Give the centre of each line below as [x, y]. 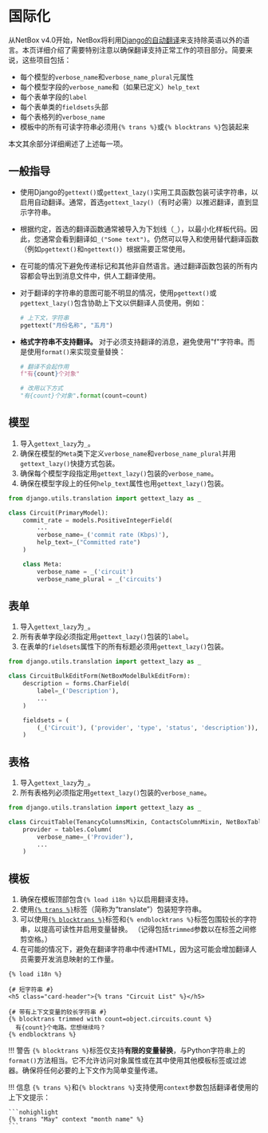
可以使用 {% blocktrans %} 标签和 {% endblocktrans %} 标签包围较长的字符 [138, 919]
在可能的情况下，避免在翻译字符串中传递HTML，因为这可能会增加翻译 [134, 949]
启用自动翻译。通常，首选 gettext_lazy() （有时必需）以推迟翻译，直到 [136, 202]
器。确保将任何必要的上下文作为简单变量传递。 [85, 1071]
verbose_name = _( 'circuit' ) [85, 571]
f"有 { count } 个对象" [49, 374]
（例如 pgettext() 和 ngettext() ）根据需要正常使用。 [104, 249]
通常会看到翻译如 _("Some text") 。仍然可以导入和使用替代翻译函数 [150, 239]
